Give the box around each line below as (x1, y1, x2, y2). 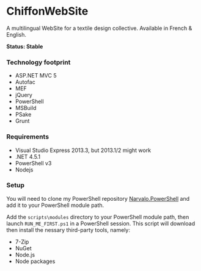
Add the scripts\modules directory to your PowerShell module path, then (6, 213, 189, 220)
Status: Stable (6, 43, 43, 50)
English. (6, 31, 26, 38)
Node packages (15, 258, 56, 265)
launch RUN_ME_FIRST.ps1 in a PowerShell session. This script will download (6, 220, 196, 227)
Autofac (15, 78, 35, 86)
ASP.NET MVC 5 (15, 72, 57, 79)
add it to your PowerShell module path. (6, 201, 104, 209)
